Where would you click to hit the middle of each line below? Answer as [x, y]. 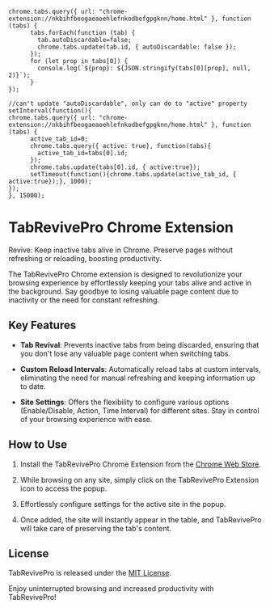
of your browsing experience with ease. [86, 419]
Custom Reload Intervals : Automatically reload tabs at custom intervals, [140, 369]
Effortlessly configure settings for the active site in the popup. [123, 504]
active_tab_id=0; [59, 139]
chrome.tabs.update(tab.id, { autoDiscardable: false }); [137, 47]
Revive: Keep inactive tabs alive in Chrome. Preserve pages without [120, 250]
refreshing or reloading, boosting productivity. [85, 258]
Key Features [42, 325]
